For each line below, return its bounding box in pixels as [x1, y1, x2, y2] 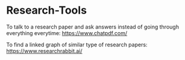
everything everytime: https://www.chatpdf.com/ [6, 29, 128, 36]
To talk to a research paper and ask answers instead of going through [6, 23, 180, 30]
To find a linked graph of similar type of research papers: [6, 41, 148, 48]
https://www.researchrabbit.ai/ [6, 47, 83, 54]
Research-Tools [6, 4, 87, 17]
